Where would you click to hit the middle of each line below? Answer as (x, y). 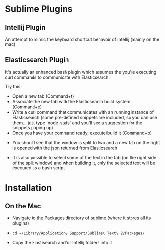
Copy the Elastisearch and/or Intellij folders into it (62, 242)
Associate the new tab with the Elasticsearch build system (71, 101)
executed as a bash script (38, 168)
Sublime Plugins (39, 9)
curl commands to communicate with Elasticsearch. (57, 77)
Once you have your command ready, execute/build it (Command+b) (82, 133)
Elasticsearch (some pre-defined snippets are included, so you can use (85, 117)
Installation (29, 188)
